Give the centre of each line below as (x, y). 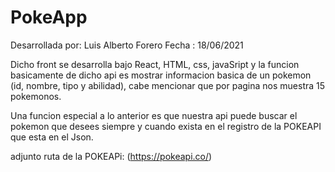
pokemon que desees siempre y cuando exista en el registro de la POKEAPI (166, 126)
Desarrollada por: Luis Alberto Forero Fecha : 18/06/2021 (127, 45)
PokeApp (49, 17)
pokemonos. (36, 96)
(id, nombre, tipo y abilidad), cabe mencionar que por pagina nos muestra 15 (168, 85)
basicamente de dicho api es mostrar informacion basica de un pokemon (161, 75)
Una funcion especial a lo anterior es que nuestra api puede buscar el (154, 115)
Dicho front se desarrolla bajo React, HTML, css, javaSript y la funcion (155, 64)
